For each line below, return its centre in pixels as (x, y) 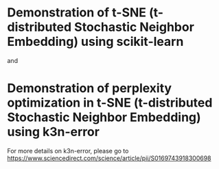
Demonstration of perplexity (90, 89)
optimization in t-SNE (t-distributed (110, 103)
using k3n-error (53, 132)
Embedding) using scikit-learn (95, 42)
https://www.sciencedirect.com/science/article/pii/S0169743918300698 (109, 158)
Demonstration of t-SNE (77, 13)
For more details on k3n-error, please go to (68, 151)
